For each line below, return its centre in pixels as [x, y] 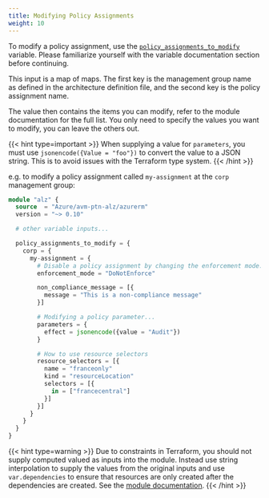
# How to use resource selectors [93, 354]
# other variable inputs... [62, 229]
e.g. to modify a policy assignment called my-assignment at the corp [119, 176]
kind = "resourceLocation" [89, 377]
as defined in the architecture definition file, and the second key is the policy [134, 87]
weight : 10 [26, 23]
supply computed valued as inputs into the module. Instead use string [123, 460]
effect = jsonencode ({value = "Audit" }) [112, 332]
